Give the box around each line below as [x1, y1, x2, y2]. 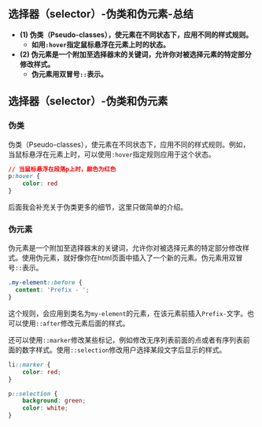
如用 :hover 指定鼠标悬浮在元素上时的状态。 [31, 39, 171, 49]
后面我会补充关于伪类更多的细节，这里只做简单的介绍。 [8, 202, 187, 211]
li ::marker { [8, 361, 51, 369]
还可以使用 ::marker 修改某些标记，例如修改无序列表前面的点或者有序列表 [8, 335, 244, 344]
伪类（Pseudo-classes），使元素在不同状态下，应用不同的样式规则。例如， [8, 139, 250, 149]
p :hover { [8, 173, 41, 180]
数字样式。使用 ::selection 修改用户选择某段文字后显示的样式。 [21, 345, 227, 355]
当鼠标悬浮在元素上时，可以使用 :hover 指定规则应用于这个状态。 [8, 149, 216, 159]
